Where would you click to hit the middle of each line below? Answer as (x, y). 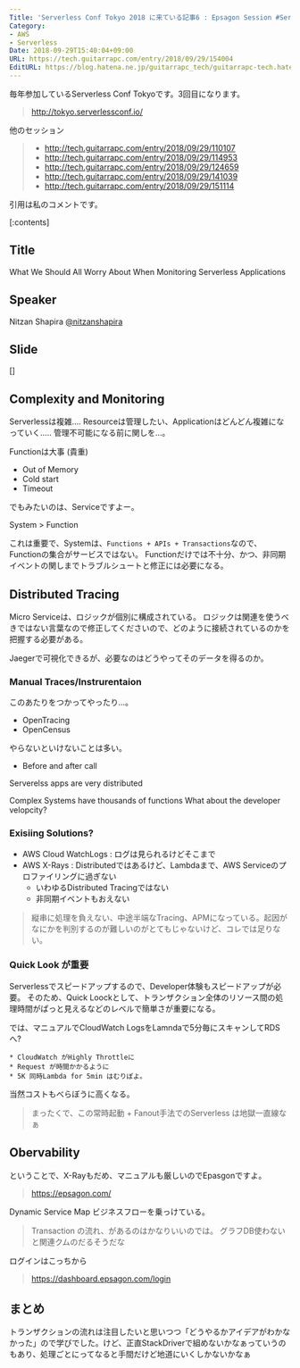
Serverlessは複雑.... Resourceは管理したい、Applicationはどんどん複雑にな (147, 421)
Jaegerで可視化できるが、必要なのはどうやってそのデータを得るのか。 (139, 658)
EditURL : (25, 68)
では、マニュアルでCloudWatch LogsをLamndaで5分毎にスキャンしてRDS (145, 1027)
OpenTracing (46, 721)
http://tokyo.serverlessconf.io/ (87, 112)
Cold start (41, 480)
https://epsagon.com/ (71, 1193)
